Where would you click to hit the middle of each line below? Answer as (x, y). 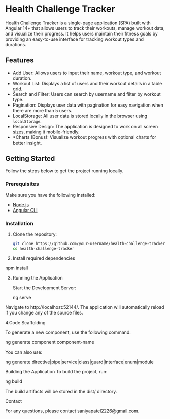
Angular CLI (25, 210)
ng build (14, 381)
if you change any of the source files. (44, 312)
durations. (16, 44)
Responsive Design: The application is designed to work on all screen (85, 126)
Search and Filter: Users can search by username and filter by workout (87, 94)
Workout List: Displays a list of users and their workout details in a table (87, 83)
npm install (17, 268)
